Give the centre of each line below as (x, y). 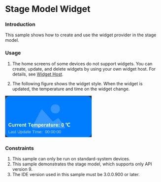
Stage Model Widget (48, 9)
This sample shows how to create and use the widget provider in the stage (81, 35)
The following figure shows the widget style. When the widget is (77, 83)
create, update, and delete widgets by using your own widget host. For (84, 69)
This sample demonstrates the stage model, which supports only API (82, 164)
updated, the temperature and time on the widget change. (71, 89)
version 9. (22, 169)
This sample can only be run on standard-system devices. (71, 159)
